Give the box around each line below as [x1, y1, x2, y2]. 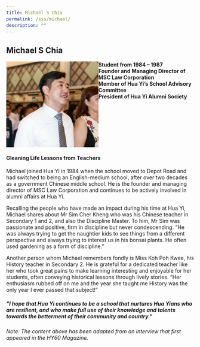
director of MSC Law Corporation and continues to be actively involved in [6, 186, 187, 194]
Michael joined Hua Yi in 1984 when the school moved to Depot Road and [6, 168, 187, 175]
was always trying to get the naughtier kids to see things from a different [6, 230, 185, 237]
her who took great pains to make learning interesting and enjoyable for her [6, 267, 192, 274]
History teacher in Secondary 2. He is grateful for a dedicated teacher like [6, 261, 188, 268]
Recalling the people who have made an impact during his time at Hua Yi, [6, 204, 186, 212]
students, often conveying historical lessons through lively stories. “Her [6, 273, 182, 281]
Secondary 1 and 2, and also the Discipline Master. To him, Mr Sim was [6, 218, 180, 225]
